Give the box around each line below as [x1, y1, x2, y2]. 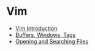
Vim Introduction [15, 25, 58, 32]
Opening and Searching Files [15, 37, 89, 45]
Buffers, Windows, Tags [15, 31, 76, 38]
